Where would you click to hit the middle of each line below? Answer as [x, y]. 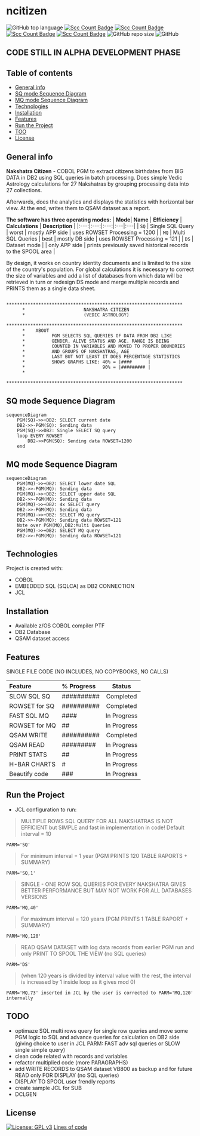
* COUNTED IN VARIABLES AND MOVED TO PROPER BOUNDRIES [104, 346]
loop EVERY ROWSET [40, 436]
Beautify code [29, 774]
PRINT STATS [28, 755]
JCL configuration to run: [46, 809]
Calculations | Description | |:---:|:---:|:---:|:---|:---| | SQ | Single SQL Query [100, 226]
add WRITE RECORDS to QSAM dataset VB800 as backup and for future [104, 1069]
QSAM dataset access [42, 638]
